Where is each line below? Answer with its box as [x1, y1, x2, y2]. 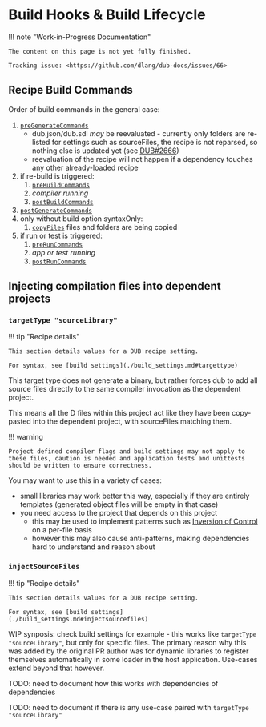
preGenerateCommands [19, 122, 89, 130]
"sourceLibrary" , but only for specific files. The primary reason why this [8, 637, 247, 647]
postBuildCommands [31, 198, 94, 206]
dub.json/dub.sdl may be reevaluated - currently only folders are [31, 128, 246, 138]
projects [8, 292, 51, 306]
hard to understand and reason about [31, 542, 155, 552]
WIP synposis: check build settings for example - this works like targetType [8, 629, 257, 638]
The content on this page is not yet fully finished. [8, 47, 192, 55]
